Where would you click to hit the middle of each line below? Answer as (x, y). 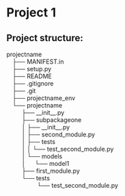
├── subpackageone (52, 120)
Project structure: (45, 38)
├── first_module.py (51, 171)
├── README (32, 76)
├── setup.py (32, 69)
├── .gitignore (33, 83)
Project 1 (31, 13)
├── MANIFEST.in (38, 62)
